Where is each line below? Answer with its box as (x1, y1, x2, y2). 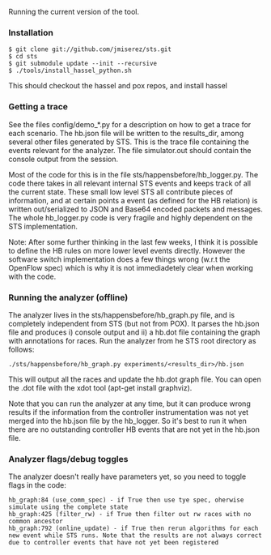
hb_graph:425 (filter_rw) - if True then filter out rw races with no (8, 510, 252, 519)
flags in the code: (8, 480, 67, 490)
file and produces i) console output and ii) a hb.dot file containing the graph (8, 327, 260, 337)
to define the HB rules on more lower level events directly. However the (8, 245, 245, 255)
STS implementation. (8, 221, 78, 231)
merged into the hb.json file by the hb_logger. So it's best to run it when (8, 416, 247, 425)
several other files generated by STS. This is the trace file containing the (8, 137, 249, 147)
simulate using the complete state (8, 503, 129, 511)
